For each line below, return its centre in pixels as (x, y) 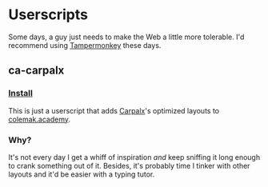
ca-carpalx (36, 71)
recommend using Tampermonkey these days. (85, 45)
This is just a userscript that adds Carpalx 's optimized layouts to (114, 110)
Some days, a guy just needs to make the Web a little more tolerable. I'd (126, 37)
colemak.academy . (39, 119)
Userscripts (48, 15)
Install (21, 93)
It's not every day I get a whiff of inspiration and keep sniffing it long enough (134, 157)
